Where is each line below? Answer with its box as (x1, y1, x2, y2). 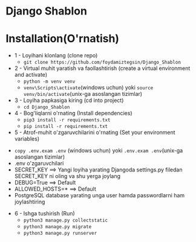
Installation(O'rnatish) (5, 32, 119, 46)
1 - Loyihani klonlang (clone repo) (14, 52, 98, 59)
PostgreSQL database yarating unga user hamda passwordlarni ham (14, 192, 185, 199)
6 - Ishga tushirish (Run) (14, 210, 75, 217)
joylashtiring (14, 198, 45, 206)
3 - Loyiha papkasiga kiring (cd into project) (14, 97, 124, 104)
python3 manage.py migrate (23, 224, 92, 230)
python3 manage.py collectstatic (23, 217, 108, 224)
